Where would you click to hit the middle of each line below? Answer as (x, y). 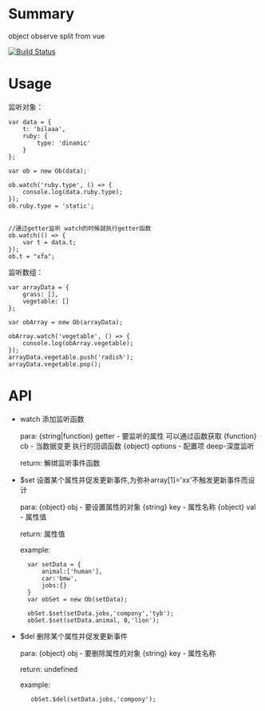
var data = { (30, 122)
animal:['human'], (72, 571)
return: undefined (49, 669)
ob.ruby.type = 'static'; (51, 206)
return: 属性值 (42, 534)
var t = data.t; (50, 242)
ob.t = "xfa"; (32, 256)
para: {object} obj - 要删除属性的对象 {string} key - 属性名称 (118, 653)
